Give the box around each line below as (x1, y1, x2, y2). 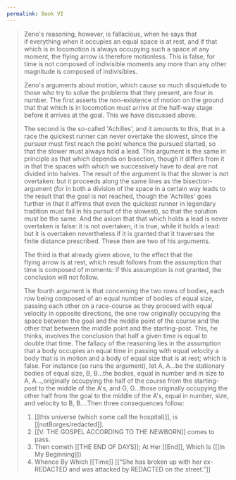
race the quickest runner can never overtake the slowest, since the (23, 132, 218, 140)
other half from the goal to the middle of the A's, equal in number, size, (23, 391, 229, 400)
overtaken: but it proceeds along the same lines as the (23, 177, 182, 185)
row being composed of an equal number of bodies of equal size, (23, 294, 214, 302)
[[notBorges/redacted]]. (34, 420, 104, 429)
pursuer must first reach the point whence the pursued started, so (23, 139, 216, 148)
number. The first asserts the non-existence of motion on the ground (23, 96, 223, 104)
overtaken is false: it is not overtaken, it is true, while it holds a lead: (23, 221, 221, 230)
